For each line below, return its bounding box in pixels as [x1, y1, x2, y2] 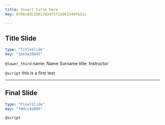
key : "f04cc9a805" [5, 106, 43, 111]
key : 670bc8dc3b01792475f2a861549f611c [5, 12, 87, 17]
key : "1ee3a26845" [5, 52, 43, 57]
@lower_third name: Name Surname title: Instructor [5, 61, 109, 67]
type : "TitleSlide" [5, 47, 45, 52]
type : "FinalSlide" [5, 101, 45, 107]
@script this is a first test [5, 70, 55, 76]
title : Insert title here [5, 7, 58, 12]
